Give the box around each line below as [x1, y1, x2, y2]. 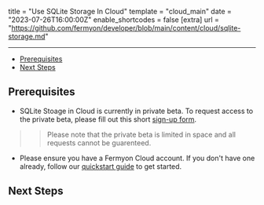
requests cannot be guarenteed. [46, 137, 152, 148]
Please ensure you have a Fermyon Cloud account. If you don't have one [19, 153, 255, 163]
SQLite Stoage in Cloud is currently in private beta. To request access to [19, 106, 254, 115]
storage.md [8, 31, 46, 41]
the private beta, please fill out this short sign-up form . [19, 114, 197, 124]
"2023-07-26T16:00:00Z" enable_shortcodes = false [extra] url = [8, 15, 220, 24]
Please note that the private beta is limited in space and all [46, 130, 236, 139]
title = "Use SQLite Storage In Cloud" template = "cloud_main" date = [8, 7, 232, 16]
